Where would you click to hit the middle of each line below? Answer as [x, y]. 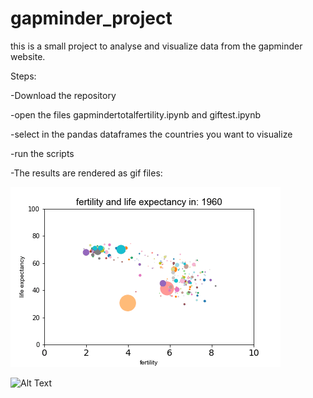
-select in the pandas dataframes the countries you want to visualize [151, 134]
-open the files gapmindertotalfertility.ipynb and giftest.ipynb [136, 114]
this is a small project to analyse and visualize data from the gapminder [156, 46]
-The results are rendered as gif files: [86, 173]
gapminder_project [91, 18]
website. [28, 56]
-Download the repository [63, 95]
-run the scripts [42, 153]
